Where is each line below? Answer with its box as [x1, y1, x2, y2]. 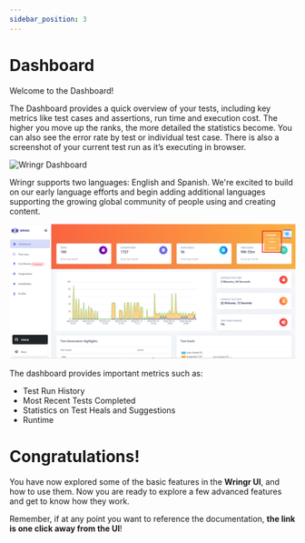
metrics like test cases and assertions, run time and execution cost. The [9, 112, 279, 123]
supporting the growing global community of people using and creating [9, 196, 276, 206]
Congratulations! [9, 447, 141, 468]
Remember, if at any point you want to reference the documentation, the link [9, 514, 296, 525]
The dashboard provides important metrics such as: [9, 368, 203, 379]
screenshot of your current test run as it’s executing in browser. [9, 141, 247, 152]
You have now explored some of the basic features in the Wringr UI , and [9, 477, 280, 488]
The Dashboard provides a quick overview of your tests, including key [9, 103, 271, 114]
